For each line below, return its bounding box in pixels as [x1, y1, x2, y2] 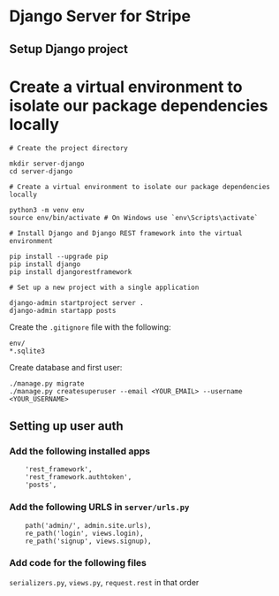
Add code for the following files [9, 557, 147, 569]
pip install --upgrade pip [9, 252, 109, 261]
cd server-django [9, 166, 73, 176]
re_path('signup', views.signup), [25, 537, 152, 546]
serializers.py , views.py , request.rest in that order [9, 577, 200, 587]
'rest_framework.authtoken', [25, 473, 132, 482]
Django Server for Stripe [9, 6, 192, 27]
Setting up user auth [9, 418, 124, 433]
